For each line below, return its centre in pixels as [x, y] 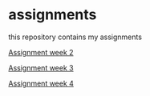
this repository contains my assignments [75, 37]
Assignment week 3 [41, 68]
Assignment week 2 [41, 52]
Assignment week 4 [41, 83]
